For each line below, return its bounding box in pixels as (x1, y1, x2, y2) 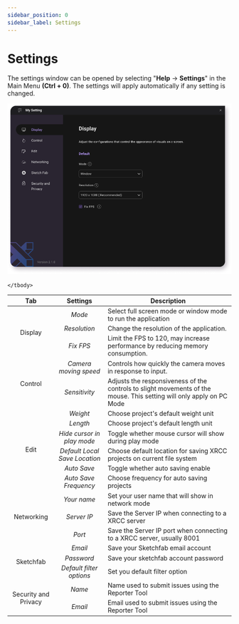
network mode (107, 499, 151, 507)
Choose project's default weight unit (107, 410, 214, 418)
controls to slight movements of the (107, 384, 211, 392)
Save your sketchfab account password (107, 553, 224, 562)
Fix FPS (68, 342, 91, 350)
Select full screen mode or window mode (107, 306, 228, 315)
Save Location (58, 454, 101, 462)
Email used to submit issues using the (107, 598, 218, 607)
